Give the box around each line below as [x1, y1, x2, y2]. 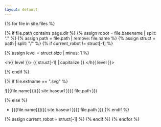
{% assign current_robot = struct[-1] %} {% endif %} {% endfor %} [4, 116, 140, 122]
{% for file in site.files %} [4, 21, 55, 26]
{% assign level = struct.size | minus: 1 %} [4, 50, 90, 56]
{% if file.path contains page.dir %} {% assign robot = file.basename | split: [4, 30, 157, 36]
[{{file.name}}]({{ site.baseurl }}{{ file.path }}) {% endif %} [11, 106, 130, 112]
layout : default [4, 7, 38, 12]
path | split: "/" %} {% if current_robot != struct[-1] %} [4, 40, 114, 46]
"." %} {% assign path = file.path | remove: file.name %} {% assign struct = [4, 35, 156, 41]
